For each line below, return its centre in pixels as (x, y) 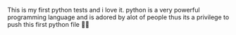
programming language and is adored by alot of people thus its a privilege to (118, 17)
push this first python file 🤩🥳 (49, 24)
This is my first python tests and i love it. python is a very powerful (104, 10)
